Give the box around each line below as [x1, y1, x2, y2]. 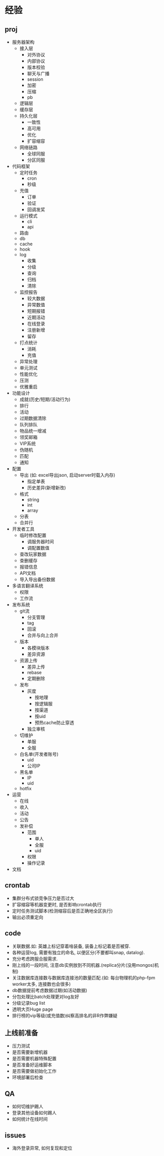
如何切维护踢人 [12, 1104, 43, 1110]
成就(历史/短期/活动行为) [19, 397, 71, 402]
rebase [27, 670, 42, 675]
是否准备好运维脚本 [12, 1062, 52, 1068]
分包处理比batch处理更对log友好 [12, 994, 79, 1000]
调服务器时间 [27, 538, 54, 544]
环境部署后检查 [12, 1074, 43, 1080]
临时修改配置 [19, 532, 46, 538]
